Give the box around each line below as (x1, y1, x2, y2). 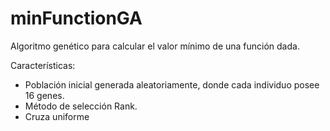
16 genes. (24, 89, 65, 101)
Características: (10, 59, 76, 71)
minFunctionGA (10, 7, 143, 30)
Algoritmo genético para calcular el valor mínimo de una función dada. (10, 40, 300, 52)
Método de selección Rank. (24, 100, 138, 112)
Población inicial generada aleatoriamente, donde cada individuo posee (24, 78, 320, 91)
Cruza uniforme (24, 110, 90, 122)
